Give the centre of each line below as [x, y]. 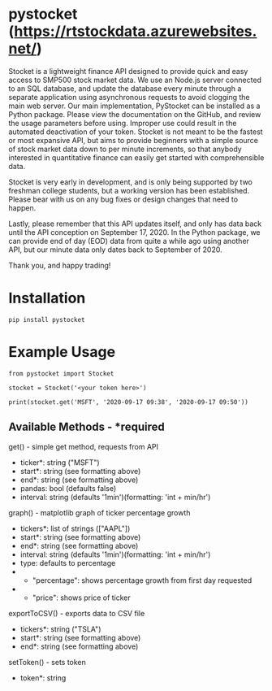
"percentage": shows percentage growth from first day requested [142, 580]
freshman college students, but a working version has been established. [129, 190]
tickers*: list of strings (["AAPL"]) [75, 528]
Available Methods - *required [86, 427]
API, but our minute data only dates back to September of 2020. [115, 250]
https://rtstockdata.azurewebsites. [136, 31]
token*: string [43, 678]
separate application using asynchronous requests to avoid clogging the [129, 97]
